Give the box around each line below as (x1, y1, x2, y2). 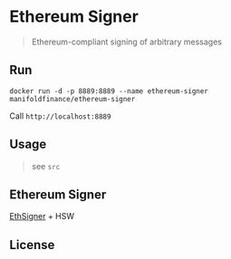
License (9, 237, 55, 253)
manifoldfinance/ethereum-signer (9, 94, 136, 103)
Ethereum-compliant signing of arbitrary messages (31, 36, 222, 47)
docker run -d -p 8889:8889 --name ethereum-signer (9, 86, 208, 96)
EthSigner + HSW (9, 211, 75, 222)
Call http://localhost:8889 (9, 110, 111, 121)
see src (31, 160, 61, 171)
